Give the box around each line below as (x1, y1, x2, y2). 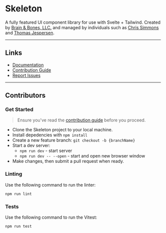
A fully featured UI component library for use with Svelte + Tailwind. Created (5, 19, 161, 25)
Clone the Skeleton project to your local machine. (12, 127, 113, 133)
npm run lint (5, 191, 32, 196)
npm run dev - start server (19, 148, 73, 154)
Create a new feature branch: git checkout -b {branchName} (12, 137, 135, 143)
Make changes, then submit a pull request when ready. (12, 158, 124, 164)
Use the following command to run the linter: (5, 182, 96, 188)
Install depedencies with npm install (12, 132, 88, 138)
